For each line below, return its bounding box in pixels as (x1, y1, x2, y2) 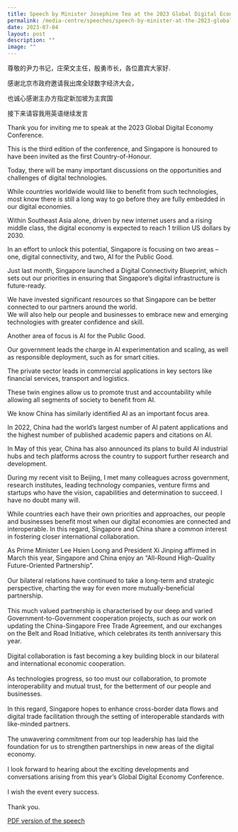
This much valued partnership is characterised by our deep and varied (7, 607, 213, 615)
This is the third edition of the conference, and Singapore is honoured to (7, 145, 218, 153)
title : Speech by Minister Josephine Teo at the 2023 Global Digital (7, 10, 217, 18)
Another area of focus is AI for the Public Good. (7, 332, 146, 340)
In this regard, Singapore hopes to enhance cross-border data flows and (7, 705, 219, 713)
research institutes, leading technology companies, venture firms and (7, 481, 210, 489)
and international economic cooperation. (7, 659, 126, 668)
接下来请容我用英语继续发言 (7, 109, 89, 117)
